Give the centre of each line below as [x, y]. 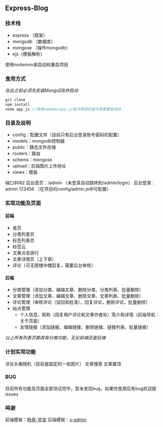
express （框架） [30, 35]
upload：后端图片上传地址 [39, 166]
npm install [17, 104]
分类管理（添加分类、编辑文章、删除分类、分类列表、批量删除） [78, 290]
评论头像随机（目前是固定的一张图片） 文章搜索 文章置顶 [63, 364]
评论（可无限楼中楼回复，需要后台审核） [54, 265]
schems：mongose [32, 160]
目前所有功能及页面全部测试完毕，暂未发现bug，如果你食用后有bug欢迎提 [81, 388]
